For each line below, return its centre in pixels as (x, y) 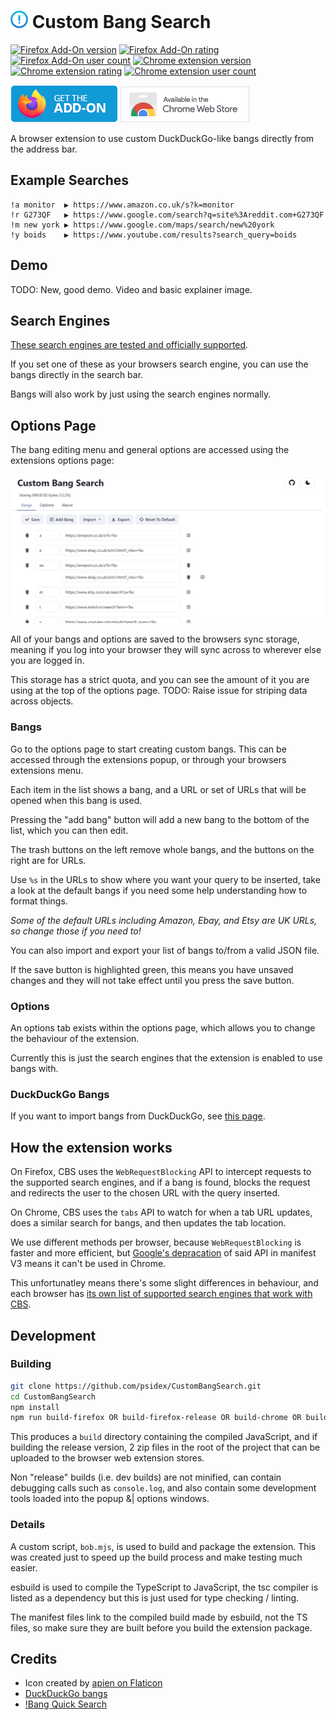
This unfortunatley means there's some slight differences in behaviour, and (164, 1283)
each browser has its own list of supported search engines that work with (161, 1294)
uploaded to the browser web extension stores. (107, 1458)
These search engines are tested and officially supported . (129, 345)
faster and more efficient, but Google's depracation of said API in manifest (163, 1253)
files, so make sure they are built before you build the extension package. (161, 1627)
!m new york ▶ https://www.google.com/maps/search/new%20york (142, 225)
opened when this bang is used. (76, 800)
